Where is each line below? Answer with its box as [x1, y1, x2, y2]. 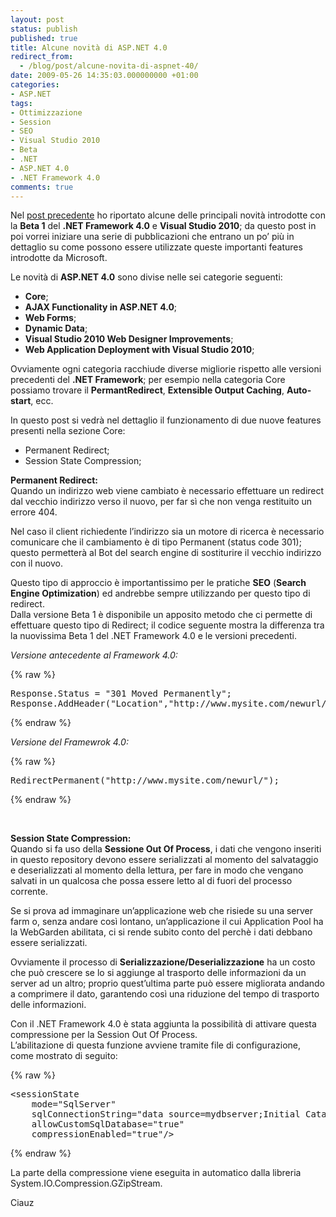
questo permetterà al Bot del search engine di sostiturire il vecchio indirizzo [10, 547, 322, 559]
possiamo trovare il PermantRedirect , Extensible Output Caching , [10, 384, 285, 396]
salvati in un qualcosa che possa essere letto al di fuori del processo [10, 875, 293, 887]
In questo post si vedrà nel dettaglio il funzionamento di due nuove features [10, 414, 322, 426]
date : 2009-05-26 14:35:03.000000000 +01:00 [10, 71, 199, 81]
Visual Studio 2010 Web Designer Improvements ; [24, 333, 234, 345]
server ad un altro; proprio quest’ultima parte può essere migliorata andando [10, 977, 326, 990]
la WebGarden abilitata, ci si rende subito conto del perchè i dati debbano [10, 926, 313, 938]
